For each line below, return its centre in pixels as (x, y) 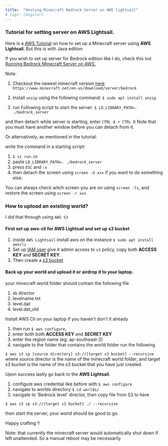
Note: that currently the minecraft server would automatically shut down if (82, 433)
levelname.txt (26, 298)
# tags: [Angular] (24, 15)
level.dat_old (26, 309)
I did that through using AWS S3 (37, 217)
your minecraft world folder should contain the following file (67, 283)
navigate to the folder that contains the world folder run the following (84, 344)
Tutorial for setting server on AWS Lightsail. (60, 32)
